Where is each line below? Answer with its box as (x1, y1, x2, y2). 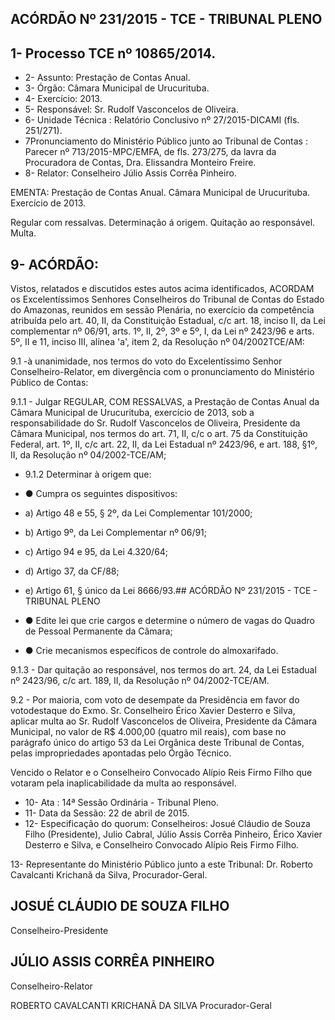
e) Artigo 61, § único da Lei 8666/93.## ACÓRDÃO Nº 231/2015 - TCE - (24, 585, 318, 597)
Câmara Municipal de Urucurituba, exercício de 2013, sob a (10, 407, 255, 419)
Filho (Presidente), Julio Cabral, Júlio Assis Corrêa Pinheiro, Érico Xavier (24, 828, 323, 841)
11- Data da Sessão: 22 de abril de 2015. (24, 807, 190, 819)
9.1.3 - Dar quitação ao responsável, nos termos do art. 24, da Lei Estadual (10, 664, 317, 676)
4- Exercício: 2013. (24, 93, 103, 105)
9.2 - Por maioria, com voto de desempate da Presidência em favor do (10, 694, 300, 706)
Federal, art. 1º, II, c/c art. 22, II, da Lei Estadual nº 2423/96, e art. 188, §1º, (10, 438, 318, 451)
